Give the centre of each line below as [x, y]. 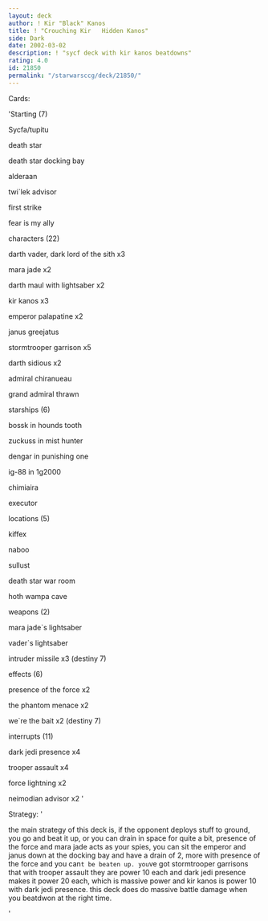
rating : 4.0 [28, 61]
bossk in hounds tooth [45, 425]
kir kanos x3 [29, 300]
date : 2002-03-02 [37, 46]
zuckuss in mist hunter [46, 440]
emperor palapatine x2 [46, 316]
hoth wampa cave [38, 596]
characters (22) [34, 238]
